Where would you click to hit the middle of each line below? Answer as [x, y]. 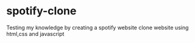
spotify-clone [41, 11]
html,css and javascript [35, 33]
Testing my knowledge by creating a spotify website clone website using [97, 27]
